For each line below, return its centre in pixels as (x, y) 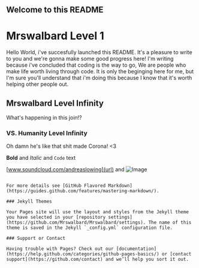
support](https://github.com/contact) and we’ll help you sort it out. (97, 260)
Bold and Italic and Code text (41, 158)
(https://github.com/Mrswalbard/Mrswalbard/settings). (76, 223)
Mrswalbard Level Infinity (55, 103)
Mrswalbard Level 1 (55, 36)
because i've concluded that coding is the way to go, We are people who (96, 65)
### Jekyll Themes (29, 202)
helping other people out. (37, 84)
